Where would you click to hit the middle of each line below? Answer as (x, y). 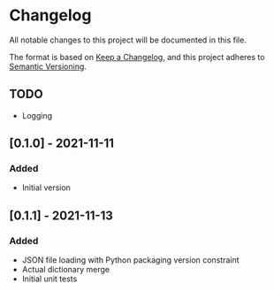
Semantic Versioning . (48, 66)
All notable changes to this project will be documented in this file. (128, 40)
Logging (37, 115)
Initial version (46, 188)
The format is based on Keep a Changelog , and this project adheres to (137, 57)
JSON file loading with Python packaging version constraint (130, 260)
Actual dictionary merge (66, 270)
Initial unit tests (49, 279)
